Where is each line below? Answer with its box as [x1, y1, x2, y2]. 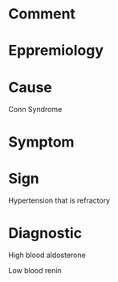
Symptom [8, 133, 75, 151]
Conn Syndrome [8, 105, 63, 115]
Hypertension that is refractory [8, 195, 111, 205]
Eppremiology [8, 42, 104, 60]
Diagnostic [8, 224, 83, 242]
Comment [8, 5, 76, 23]
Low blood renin [8, 266, 62, 276]
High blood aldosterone [8, 250, 86, 260]
